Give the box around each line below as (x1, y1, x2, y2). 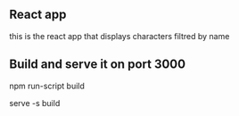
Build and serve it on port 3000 (9, 57, 185, 72)
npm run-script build (9, 80, 85, 91)
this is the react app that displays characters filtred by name (9, 30, 230, 41)
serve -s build (9, 97, 61, 108)
